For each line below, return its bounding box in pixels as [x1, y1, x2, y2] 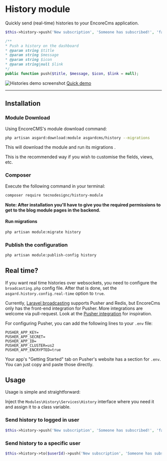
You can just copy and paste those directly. [5, 361, 93, 367]
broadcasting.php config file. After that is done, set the [5, 285, 117, 291]
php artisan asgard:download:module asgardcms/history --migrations [5, 135, 150, 140]
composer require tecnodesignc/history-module [5, 193, 103, 198]
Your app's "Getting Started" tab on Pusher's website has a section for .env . [5, 356, 161, 362]
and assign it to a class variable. [5, 404, 71, 410]
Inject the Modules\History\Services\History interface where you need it [5, 399, 155, 405]
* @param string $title [5, 48, 55, 53]
